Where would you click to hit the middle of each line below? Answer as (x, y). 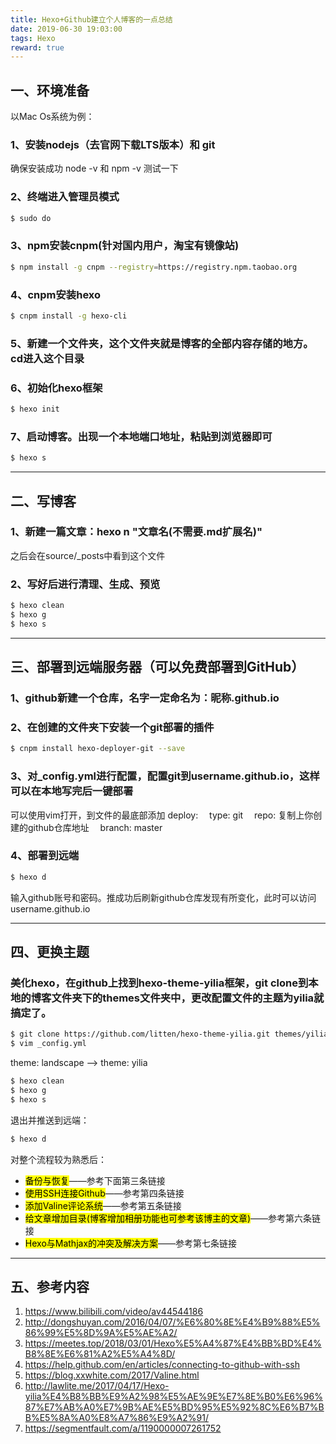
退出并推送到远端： (50, 1120)
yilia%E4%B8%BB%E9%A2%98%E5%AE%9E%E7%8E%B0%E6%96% (173, 1397)
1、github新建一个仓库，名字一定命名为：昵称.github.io (145, 698)
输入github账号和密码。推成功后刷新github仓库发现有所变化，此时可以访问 (163, 897)
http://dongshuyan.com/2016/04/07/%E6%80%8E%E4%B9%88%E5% (172, 1322)
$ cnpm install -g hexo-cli (69, 316)
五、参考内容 (50, 1287)
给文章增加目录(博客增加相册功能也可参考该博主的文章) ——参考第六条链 (173, 1218)
